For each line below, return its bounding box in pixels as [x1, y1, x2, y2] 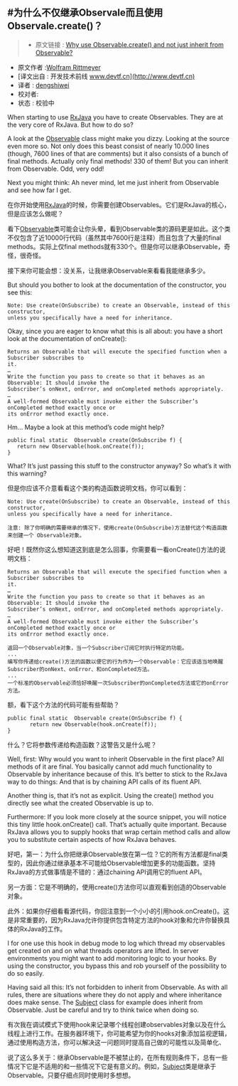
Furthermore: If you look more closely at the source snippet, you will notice [7, 812, 227, 821]
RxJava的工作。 [19, 924, 66, 933]
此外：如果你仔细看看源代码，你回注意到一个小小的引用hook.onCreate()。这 [7, 907, 229, 915]
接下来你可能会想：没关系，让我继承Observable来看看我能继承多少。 [7, 266, 210, 275]
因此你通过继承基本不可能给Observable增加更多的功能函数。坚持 [26, 858, 216, 867]
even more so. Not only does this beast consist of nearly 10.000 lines [7, 142, 210, 150]
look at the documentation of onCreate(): [7, 334, 127, 343]
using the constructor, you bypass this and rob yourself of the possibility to [7, 961, 227, 970]
